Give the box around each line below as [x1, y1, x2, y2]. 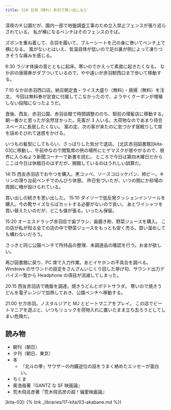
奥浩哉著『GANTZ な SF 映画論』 [12, 382, 83, 388]
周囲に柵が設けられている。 [5, 183, 64, 190]
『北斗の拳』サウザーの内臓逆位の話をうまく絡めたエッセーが [20, 363, 151, 370]
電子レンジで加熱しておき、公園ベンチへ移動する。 [18, 289, 126, 295]
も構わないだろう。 [5, 231, 45, 237]
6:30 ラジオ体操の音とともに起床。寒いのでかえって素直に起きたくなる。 [5, 63, 159, 69]
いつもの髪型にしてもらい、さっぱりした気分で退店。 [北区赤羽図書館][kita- [5, 140, 164, 147]
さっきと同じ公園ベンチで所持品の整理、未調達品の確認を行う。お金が [5, 242, 153, 248]
